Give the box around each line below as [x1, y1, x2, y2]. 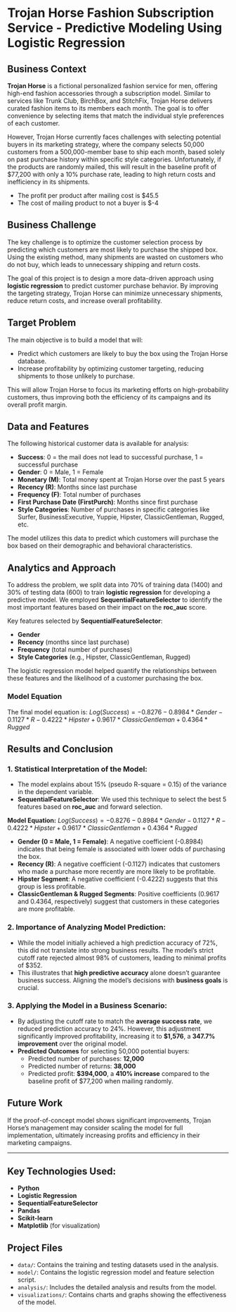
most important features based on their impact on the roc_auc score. [7, 603, 207, 612]
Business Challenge [7, 219, 97, 231]
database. [17, 357, 47, 365]
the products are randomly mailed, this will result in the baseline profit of [7, 163, 217, 171]
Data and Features [7, 421, 89, 433]
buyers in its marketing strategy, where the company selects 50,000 [7, 140, 205, 149]
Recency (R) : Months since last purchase [17, 483, 138, 491]
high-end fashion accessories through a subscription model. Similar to [7, 89, 211, 97]
